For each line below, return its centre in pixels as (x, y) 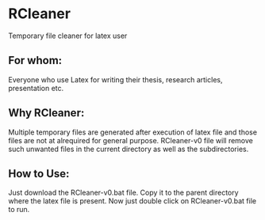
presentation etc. (36, 88)
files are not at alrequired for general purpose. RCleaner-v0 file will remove (131, 140)
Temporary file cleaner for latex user (68, 36)
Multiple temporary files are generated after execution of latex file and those (133, 132)
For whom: (35, 61)
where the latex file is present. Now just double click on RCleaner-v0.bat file (132, 201)
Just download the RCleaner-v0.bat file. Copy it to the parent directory (124, 193)
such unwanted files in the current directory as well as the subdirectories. (129, 149)
